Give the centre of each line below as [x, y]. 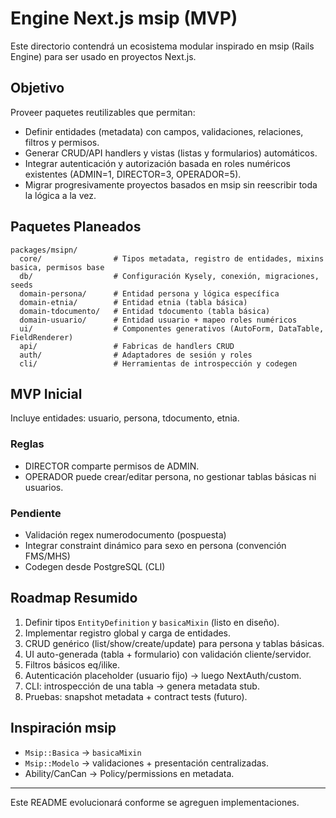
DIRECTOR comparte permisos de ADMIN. [112, 466]
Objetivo [37, 88]
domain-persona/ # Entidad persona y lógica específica [149, 293]
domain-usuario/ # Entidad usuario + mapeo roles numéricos [158, 320]
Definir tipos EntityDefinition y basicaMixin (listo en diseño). [152, 622]
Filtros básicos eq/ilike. [72, 664]
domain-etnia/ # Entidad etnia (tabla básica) [133, 302]
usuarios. [44, 487]
